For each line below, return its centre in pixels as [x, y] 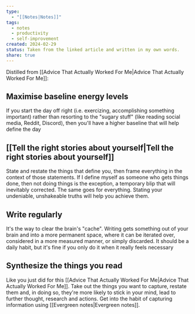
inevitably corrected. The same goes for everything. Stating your [84, 190]
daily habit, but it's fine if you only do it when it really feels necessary [90, 248]
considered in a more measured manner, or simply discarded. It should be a [97, 241]
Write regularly [34, 215]
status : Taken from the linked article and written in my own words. [93, 50]
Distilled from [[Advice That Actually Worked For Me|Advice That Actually [95, 72]
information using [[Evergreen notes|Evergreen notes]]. [73, 305]
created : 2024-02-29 [31, 45]
